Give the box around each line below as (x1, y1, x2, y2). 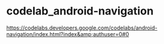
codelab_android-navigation (6, 4, 154, 18)
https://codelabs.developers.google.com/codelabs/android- (6, 24, 158, 31)
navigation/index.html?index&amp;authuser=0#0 (6, 30, 130, 37)
